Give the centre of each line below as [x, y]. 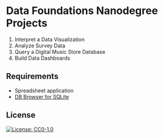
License [21, 115]
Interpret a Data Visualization [49, 39]
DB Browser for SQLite [42, 96]
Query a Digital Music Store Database [60, 51]
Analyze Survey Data [40, 46]
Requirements [32, 76]
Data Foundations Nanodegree [82, 11]
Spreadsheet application [44, 90]
